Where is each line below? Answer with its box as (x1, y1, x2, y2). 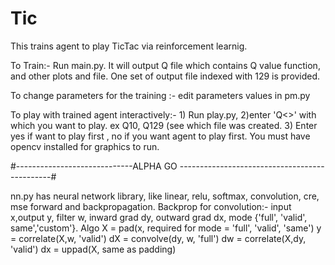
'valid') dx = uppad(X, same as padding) (10, 243, 177, 255)
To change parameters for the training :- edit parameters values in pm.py (10, 89, 311, 101)
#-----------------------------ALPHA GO (10, 160, 178, 172)
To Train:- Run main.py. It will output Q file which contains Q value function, (10, 59, 321, 71)
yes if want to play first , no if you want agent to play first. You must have (10, 130, 311, 142)
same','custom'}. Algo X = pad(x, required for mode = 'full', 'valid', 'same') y (10, 222, 322, 234)
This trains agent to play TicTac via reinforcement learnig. (10, 40, 248, 52)
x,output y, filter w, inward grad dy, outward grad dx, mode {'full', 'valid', (10, 211, 308, 223)
